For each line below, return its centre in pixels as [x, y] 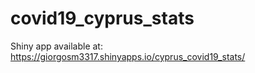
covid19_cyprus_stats [102, 18]
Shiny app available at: [56, 46]
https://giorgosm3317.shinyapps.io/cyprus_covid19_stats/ [128, 56]
